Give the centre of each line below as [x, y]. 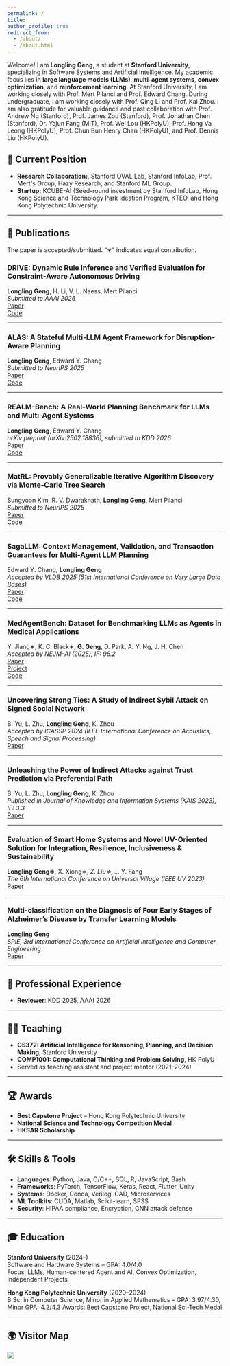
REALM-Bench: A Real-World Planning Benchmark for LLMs [108, 407]
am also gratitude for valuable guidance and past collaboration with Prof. [110, 109]
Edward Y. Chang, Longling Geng [54, 570]
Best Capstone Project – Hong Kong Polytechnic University [101, 1116]
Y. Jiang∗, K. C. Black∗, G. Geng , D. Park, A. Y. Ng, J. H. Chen [95, 647]
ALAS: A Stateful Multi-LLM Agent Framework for [91, 337]
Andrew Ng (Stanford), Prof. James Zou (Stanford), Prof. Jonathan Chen [109, 116]
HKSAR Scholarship [46, 1130]
